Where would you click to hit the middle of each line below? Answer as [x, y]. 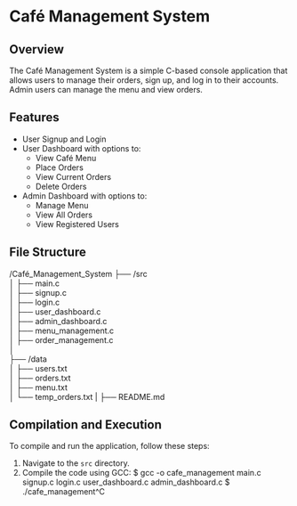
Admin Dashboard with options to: [84, 196]
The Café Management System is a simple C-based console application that [148, 70]
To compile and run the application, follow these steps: [110, 446]
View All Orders [64, 215]
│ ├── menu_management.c [62, 331]
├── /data [28, 359]
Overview [37, 49]
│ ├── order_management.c [61, 339]
